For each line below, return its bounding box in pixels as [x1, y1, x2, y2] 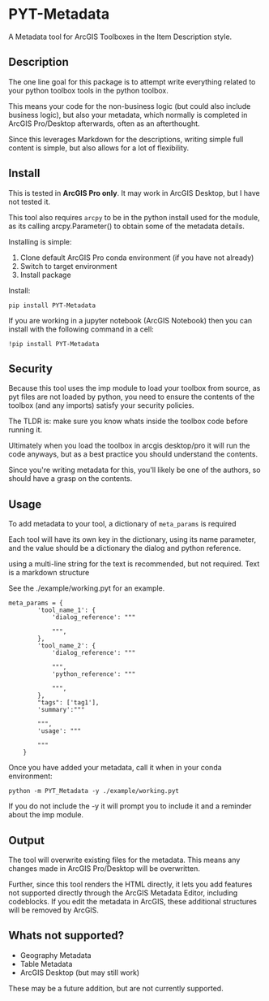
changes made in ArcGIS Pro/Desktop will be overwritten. [8, 864, 201, 873]
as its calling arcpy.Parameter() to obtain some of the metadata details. [8, 221, 245, 231]
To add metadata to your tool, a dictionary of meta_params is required [8, 519, 237, 529]
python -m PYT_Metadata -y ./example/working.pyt [8, 787, 180, 795]
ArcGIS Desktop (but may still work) [19, 968, 140, 977]
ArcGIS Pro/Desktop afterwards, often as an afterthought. [8, 119, 200, 128]
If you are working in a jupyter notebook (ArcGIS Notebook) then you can [8, 315, 253, 325]
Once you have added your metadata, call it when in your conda [8, 763, 222, 773]
